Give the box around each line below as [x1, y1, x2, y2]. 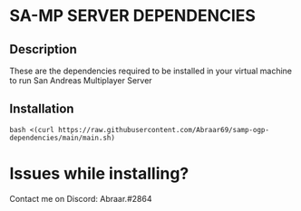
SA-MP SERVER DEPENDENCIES [9, 5, 257, 26]
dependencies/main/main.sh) [9, 133, 116, 142]
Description [9, 42, 77, 57]
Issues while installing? [9, 164, 189, 184]
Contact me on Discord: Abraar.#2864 [9, 193, 152, 204]
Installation [9, 101, 74, 117]
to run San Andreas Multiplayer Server [9, 75, 152, 86]
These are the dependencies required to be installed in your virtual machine [9, 65, 293, 76]
